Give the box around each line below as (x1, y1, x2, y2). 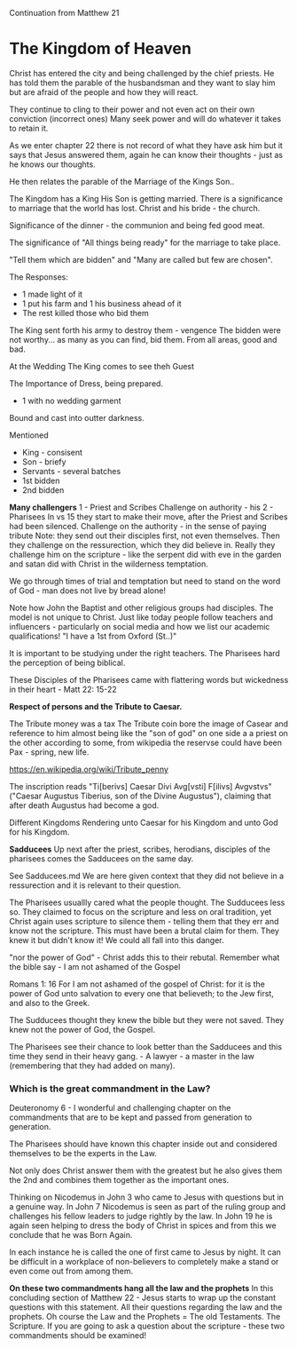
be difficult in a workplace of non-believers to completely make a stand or (9, 1257, 279, 1267)
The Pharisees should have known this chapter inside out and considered (9, 1138, 277, 1149)
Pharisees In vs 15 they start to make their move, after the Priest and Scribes (9, 511, 288, 522)
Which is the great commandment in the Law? (9, 1082, 211, 1095)
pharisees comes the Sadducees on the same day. (9, 852, 194, 864)
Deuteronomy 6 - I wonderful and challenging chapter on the (9, 1103, 231, 1114)
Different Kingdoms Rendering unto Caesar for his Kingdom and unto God (9, 817, 278, 828)
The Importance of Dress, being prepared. (9, 377, 164, 389)
